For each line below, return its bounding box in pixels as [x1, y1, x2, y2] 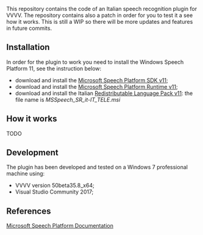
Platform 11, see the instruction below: [6, 65, 102, 72]
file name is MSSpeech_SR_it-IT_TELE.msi [15, 96, 121, 103]
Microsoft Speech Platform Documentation [6, 222, 114, 230]
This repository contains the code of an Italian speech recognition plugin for [6, 5, 197, 12]
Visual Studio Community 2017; [15, 188, 94, 195]
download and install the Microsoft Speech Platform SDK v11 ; [15, 76, 169, 84]
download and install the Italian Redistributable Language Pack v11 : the [15, 89, 193, 97]
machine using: [6, 170, 45, 177]
